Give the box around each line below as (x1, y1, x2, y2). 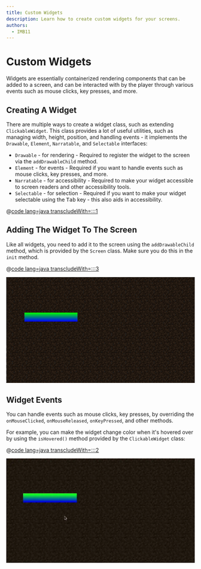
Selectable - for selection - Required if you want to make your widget (14, 190, 187, 197)
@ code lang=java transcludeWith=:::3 (6, 265, 99, 272)
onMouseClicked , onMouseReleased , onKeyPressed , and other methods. (6, 416, 173, 424)
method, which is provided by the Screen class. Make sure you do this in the (6, 247, 193, 254)
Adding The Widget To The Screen (6, 225, 138, 235)
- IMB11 (11, 29, 31, 35)
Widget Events (6, 395, 63, 405)
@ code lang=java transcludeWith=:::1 (6, 208, 98, 215)
